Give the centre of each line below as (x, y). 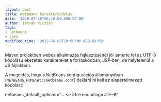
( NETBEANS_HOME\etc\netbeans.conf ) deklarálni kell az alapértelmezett (74, 80)
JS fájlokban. (18, 65)
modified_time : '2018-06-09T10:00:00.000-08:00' (55, 41)
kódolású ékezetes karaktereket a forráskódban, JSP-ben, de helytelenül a (80, 60)
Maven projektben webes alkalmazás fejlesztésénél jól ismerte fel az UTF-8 (80, 55)
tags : (10, 28)
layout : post (18, 9)
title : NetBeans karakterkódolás (39, 14)
